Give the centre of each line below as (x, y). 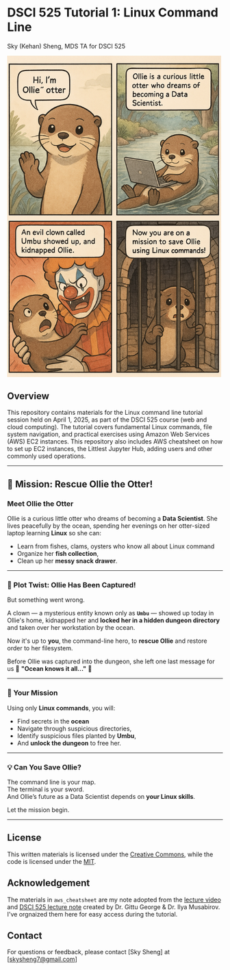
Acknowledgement (49, 883)
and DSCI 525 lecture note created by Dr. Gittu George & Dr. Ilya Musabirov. (114, 907)
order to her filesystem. (40, 648)
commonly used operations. (47, 456)
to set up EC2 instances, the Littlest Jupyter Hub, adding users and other (110, 449)
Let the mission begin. (38, 810)
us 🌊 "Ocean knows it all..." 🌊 (50, 669)
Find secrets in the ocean (53, 721)
